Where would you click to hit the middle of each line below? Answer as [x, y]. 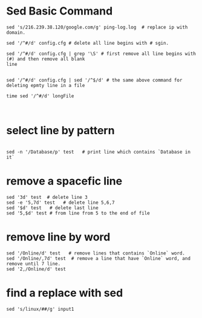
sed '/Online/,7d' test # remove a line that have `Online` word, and [98, 258]
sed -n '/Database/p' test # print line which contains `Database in [98, 152]
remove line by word [58, 237]
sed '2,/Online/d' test [36, 269]
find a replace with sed [65, 293]
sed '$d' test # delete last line [52, 208]
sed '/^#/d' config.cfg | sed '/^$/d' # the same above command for [94, 80]
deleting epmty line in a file [46, 85]
